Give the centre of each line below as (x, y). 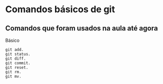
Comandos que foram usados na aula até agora (82, 28)
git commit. (18, 63)
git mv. (13, 76)
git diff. (16, 59)
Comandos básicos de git (60, 9)
